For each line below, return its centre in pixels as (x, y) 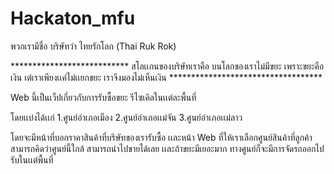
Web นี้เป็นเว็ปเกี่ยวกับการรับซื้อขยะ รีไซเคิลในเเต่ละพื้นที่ (103, 97)
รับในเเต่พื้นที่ (32, 159)
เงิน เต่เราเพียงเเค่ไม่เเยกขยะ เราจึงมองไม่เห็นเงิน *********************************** (166, 77)
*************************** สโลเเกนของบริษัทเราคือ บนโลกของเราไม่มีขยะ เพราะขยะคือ (167, 66)
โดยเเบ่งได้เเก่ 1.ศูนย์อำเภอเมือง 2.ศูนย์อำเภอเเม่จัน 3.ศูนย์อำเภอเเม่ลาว (126, 117)
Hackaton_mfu (73, 18)
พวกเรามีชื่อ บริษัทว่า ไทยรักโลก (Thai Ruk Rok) (93, 46)
